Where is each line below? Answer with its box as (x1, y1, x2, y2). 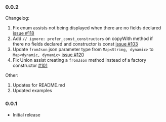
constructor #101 (12, 62, 48, 69)
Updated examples (12, 88, 52, 94)
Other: (5, 72, 19, 78)
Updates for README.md (12, 82, 65, 88)
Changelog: (5, 15, 29, 21)
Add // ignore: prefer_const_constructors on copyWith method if (12, 35, 153, 42)
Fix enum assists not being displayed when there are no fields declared (12, 25, 161, 31)
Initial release (12, 111, 40, 117)
